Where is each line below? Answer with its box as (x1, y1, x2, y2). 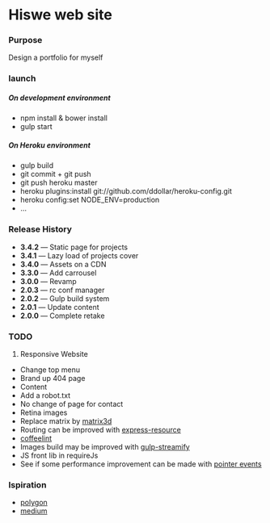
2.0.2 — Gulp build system (19, 293, 110, 303)
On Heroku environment (8, 140, 91, 150)
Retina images (19, 408, 68, 417)
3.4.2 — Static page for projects (19, 242, 129, 252)
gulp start (19, 122, 53, 132)
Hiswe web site (8, 6, 113, 24)
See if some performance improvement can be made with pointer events (19, 458, 262, 469)
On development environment (8, 93, 111, 103)
